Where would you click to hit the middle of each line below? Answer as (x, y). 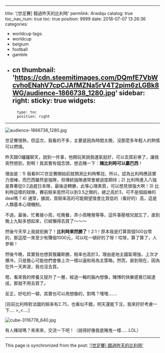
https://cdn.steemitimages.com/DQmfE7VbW (86, 78)
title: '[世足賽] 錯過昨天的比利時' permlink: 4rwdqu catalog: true (69, 13)
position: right (33, 116)
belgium (20, 44)
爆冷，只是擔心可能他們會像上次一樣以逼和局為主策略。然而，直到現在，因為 (82, 260)
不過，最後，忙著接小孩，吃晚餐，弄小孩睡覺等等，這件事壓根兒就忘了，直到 (82, 215)
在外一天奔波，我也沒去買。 (33, 266)
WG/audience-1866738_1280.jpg (64, 93)
